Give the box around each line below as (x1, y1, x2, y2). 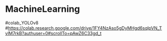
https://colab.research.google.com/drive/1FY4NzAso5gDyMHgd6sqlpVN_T (7, 25, 162, 31)
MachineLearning (5, 3, 80, 15)
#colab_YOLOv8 (5, 20, 38, 26)
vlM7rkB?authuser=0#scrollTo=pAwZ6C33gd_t (5, 30, 101, 36)
